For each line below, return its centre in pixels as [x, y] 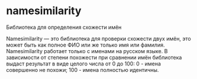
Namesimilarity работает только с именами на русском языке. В [87, 51]
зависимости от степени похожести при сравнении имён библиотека [94, 57]
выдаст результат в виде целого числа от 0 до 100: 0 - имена [84, 64]
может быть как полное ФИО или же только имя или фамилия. [85, 45]
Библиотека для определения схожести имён [64, 27]
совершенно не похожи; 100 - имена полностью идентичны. [83, 70]
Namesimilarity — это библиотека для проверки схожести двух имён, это [98, 38]
